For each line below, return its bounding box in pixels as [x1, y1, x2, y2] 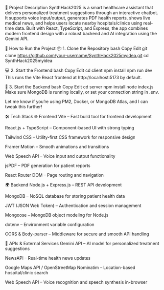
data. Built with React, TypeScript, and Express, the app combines [15, 25, 148, 31]
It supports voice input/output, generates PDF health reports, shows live [5, 15, 151, 21]
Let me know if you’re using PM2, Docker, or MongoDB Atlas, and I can [5, 99, 148, 104]
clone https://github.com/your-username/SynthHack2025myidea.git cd [5, 53, 149, 58]
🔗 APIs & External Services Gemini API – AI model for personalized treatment [5, 241, 160, 246]
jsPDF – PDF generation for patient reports [5, 163, 91, 168]
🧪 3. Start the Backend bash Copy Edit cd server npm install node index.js [5, 84, 154, 90]
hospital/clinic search [5, 270, 48, 275]
